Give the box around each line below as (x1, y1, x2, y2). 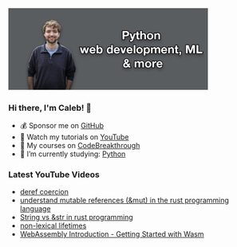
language (19, 204, 51, 214)
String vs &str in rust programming (19, 213, 133, 222)
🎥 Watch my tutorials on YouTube (19, 131, 129, 142)
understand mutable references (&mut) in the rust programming (19, 195, 230, 206)
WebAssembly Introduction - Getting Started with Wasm (19, 229, 204, 239)
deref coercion (19, 187, 69, 197)
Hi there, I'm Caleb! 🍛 (8, 102, 92, 113)
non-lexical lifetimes (19, 221, 87, 230)
